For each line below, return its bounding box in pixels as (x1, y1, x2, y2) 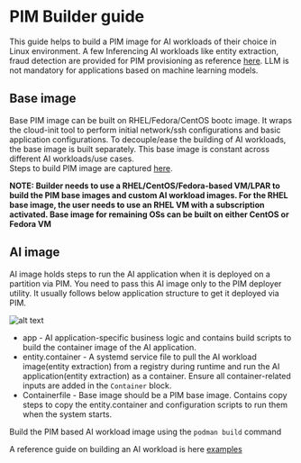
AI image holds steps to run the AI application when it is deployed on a (9, 268, 270, 279)
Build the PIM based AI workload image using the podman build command (9, 426, 282, 437)
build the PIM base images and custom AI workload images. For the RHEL (9, 189, 288, 200)
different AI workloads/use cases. (9, 153, 135, 164)
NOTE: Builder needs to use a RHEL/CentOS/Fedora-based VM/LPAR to (9, 180, 281, 191)
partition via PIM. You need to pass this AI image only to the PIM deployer (9, 277, 282, 289)
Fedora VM (9, 218, 52, 229)
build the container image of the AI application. (22, 341, 196, 352)
